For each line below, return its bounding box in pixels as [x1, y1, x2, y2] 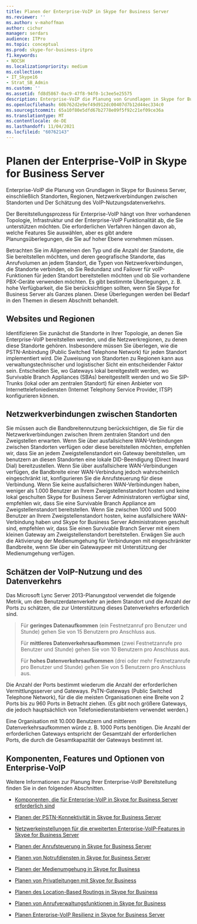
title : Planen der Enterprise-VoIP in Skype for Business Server [6, 8, 169, 15]
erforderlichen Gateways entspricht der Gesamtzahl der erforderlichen [6, 730, 177, 737]
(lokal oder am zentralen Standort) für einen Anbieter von [24, 379, 162, 386]
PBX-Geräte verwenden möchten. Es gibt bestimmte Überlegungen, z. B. [6, 278, 182, 285]
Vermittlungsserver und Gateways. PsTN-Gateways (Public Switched [6, 687, 172, 695]
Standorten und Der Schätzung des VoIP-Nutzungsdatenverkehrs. [6, 198, 166, 206]
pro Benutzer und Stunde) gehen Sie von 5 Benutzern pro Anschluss [20, 664, 186, 671]
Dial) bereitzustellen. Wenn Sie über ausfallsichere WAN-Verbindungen [6, 462, 178, 469]
